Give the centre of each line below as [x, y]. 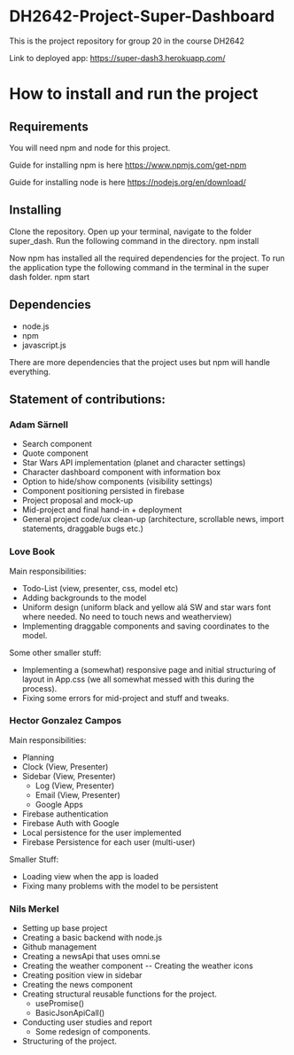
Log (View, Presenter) [75, 785]
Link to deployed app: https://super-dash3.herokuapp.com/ [117, 58]
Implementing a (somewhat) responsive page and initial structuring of [149, 669]
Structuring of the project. [69, 1041]
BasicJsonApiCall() [70, 1013]
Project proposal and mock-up [77, 500]
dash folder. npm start [50, 277]
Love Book [32, 551]
